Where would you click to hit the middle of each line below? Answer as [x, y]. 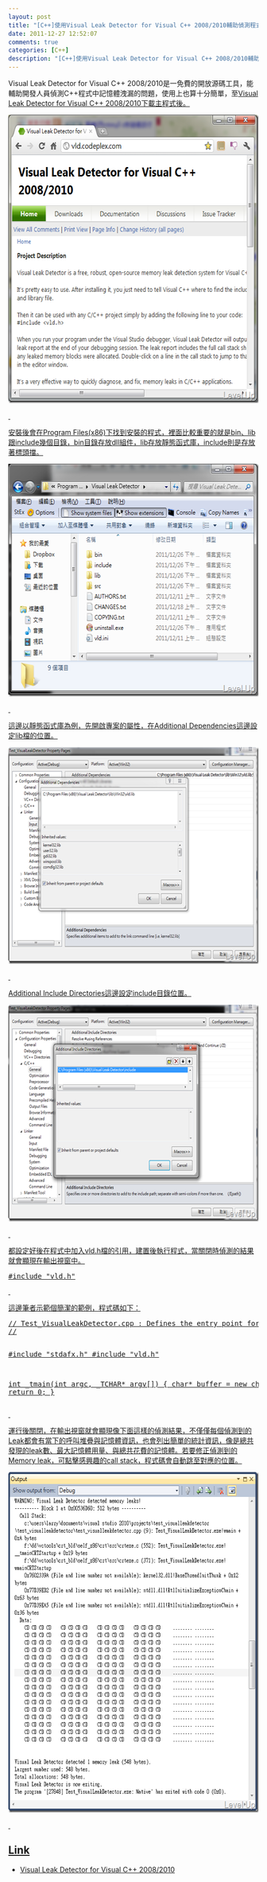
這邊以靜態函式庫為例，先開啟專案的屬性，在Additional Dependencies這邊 [130, 725]
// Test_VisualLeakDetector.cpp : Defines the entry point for [134, 1323]
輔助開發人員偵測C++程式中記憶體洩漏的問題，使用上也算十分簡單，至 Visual [133, 93]
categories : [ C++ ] [39, 51]
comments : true [33, 42]
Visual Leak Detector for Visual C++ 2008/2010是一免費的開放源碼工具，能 [131, 83]
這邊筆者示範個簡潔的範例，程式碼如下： [74, 1308]
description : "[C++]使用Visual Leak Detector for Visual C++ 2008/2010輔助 [134, 59]
